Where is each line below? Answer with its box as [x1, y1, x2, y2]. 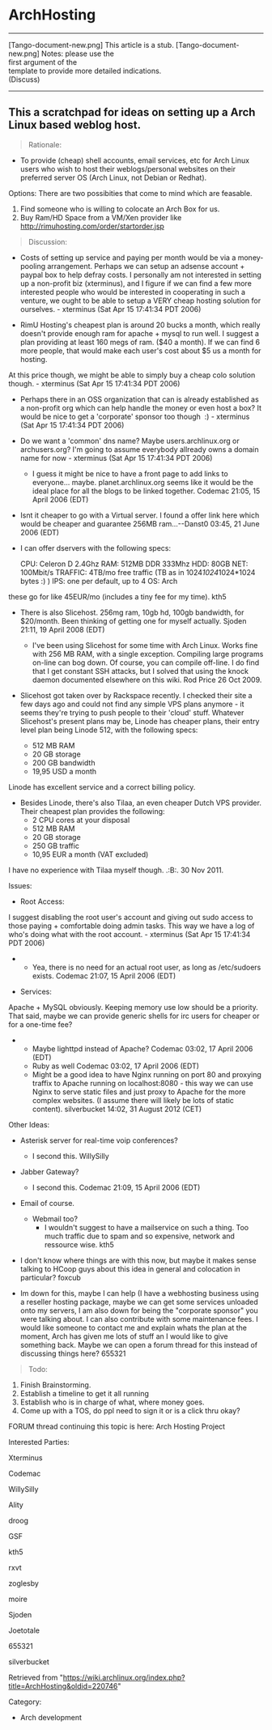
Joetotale [8, 1626, 40, 1635]
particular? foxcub [19, 1272, 81, 1282]
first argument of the [8, 57, 78, 66]
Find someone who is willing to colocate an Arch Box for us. [19, 204, 220, 214]
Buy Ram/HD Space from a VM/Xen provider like [19, 212, 182, 222]
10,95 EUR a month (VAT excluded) [32, 849, 149, 859]
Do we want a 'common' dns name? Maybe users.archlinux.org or [19, 436, 240, 445]
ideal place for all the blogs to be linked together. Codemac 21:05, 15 [32, 486, 261, 496]
